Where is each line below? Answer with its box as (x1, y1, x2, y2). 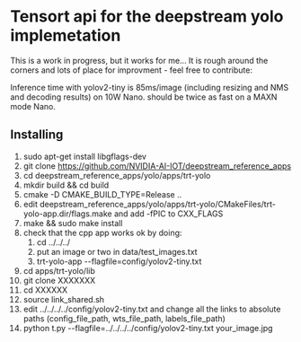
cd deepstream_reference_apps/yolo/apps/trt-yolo (22, 170, 211, 180)
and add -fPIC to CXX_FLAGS (113, 208, 224, 219)
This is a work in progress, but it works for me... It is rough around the (10, 55, 269, 66)
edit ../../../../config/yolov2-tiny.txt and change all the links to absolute (22, 303, 281, 314)
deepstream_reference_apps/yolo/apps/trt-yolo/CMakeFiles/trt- (40, 198, 277, 209)
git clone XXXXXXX (22, 275, 96, 285)
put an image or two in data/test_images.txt (36, 246, 198, 257)
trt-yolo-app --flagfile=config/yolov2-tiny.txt (36, 256, 202, 267)
